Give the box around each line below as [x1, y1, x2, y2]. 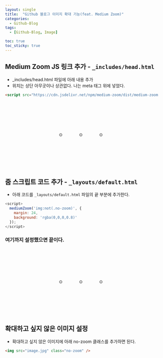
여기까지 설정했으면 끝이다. [5, 237, 64, 244]
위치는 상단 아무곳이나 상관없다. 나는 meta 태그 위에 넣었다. [12, 83, 125, 89]
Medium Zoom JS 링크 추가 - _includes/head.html [5, 63, 155, 71]
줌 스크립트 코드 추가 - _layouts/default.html [5, 178, 138, 186]
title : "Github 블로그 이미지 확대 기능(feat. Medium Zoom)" [5, 12, 124, 17]
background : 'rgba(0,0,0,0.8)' [14, 215, 78, 220]
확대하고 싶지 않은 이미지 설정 [5, 325, 88, 333]
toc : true [5, 39, 25, 44]
